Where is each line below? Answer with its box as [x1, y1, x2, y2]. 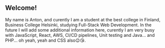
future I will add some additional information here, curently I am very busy [5, 27, 155, 33]
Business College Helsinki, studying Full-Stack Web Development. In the [5, 22, 152, 28]
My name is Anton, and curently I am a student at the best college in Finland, [5, 16, 161, 22]
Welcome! [5, 4, 37, 12]
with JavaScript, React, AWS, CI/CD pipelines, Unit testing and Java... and [5, 32, 155, 38]
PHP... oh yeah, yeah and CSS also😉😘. [5, 37, 86, 43]
